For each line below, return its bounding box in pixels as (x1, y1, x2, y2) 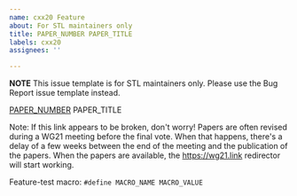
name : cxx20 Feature (9, 12, 86, 22)
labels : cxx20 (9, 37, 62, 47)
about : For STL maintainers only (9, 21, 133, 30)
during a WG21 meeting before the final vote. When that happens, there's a (9, 131, 283, 142)
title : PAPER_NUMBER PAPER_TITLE (9, 29, 133, 38)
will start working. (9, 160, 74, 170)
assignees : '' (9, 46, 62, 55)
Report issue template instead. (9, 88, 121, 98)
